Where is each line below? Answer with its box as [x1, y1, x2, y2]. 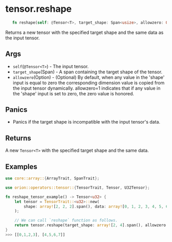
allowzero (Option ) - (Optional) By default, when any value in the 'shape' [12, 74, 165, 80]
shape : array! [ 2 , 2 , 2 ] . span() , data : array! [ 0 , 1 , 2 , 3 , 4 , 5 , [24, 204, 164, 209]
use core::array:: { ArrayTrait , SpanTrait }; [5, 176, 100, 181]
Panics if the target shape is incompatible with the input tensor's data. [12, 119, 160, 125]
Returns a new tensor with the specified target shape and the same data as [5, 29, 164, 35]
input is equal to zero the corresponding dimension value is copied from [12, 79, 165, 86]
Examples [5, 162, 37, 171]
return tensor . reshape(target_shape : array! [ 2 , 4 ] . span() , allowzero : [14, 223, 168, 228]
